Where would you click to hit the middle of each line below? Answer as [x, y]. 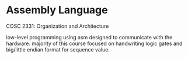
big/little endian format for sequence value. [58, 49]
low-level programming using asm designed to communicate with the [89, 37]
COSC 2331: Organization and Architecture [58, 26]
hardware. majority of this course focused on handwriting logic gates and [94, 43]
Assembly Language [57, 10]
